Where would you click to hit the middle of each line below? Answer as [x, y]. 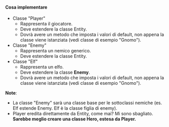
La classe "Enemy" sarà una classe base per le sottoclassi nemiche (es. [87, 103]
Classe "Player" [29, 18]
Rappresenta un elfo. [42, 67]
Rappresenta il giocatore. [46, 24]
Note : [11, 93]
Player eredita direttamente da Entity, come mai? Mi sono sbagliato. [83, 114]
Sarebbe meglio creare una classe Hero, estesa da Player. [74, 119]
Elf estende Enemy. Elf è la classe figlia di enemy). [65, 108]
